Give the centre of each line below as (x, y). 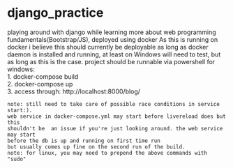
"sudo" (17, 159)
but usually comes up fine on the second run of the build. (97, 147)
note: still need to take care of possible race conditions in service (113, 104)
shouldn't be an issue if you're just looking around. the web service (115, 128)
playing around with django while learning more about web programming (112, 32)
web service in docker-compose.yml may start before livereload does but (117, 116)
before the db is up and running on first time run (84, 141)
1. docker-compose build (43, 76)
